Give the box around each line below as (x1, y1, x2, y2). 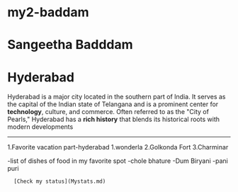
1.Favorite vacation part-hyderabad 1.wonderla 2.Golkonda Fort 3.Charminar (7, 143, 229, 152)
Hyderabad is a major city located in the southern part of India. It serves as (7, 93, 226, 101)
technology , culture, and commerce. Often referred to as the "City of (7, 108, 209, 116)
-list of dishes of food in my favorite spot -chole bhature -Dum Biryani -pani (7, 157, 228, 165)
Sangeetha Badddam (7, 37, 133, 53)
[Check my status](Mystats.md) (13, 178, 106, 185)
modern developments (7, 123, 74, 131)
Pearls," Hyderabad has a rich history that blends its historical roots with (7, 115, 220, 124)
